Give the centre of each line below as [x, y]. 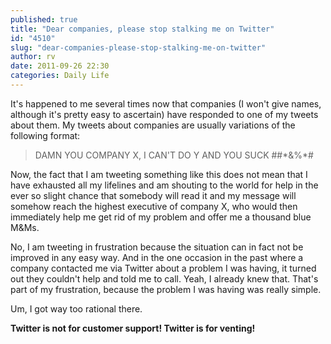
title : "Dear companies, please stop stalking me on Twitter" [142, 29]
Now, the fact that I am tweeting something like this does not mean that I [159, 174]
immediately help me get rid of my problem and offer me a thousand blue [161, 217]
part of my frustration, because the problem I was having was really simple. [166, 289]
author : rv [33, 57]
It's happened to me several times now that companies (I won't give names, [166, 103]
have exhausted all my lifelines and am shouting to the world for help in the [164, 185]
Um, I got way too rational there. [76, 308]
